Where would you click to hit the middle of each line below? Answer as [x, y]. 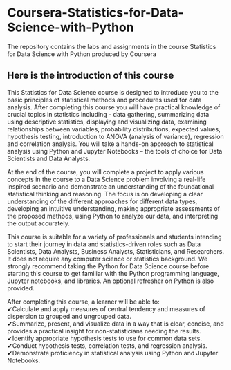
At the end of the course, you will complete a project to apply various [105, 172]
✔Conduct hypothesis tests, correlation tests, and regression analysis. [107, 345]
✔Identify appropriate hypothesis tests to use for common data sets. [105, 338]
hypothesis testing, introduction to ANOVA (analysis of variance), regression [115, 136]
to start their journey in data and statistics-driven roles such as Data [104, 244]
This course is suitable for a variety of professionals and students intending [115, 237]
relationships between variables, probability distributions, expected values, [114, 129]
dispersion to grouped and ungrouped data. [69, 316]
